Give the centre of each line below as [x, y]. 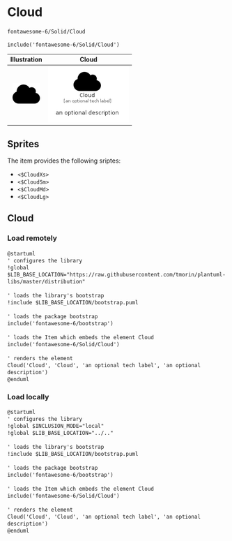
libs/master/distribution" [46, 281]
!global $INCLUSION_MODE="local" [56, 426]
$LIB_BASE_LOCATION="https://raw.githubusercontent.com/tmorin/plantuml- [117, 274]
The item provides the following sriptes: [64, 161]
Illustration [26, 59]
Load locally [28, 397]
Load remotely [32, 238]
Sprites [23, 144]
